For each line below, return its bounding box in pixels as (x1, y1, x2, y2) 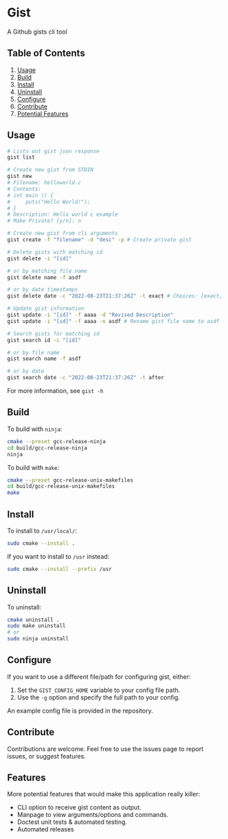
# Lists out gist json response (7, 148, 100, 155)
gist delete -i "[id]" (7, 255, 72, 262)
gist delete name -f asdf (7, 273, 81, 281)
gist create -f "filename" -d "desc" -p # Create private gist (7, 236, 192, 243)
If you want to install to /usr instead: (7, 552, 110, 561)
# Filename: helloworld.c (7, 179, 81, 186)
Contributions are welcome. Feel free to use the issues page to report (7, 744, 204, 753)
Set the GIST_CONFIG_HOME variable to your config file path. (16, 686, 181, 694)
